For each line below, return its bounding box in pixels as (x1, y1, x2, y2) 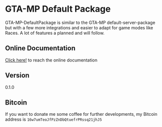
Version (5, 71, 29, 80)
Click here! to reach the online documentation (5, 57, 98, 63)
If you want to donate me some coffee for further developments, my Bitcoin (5, 111, 158, 117)
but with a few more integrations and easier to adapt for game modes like (5, 24, 153, 30)
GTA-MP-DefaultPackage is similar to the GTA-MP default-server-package (5, 20, 156, 25)
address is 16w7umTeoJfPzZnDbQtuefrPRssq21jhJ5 (5, 116, 102, 123)
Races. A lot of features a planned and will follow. (5, 30, 105, 36)
